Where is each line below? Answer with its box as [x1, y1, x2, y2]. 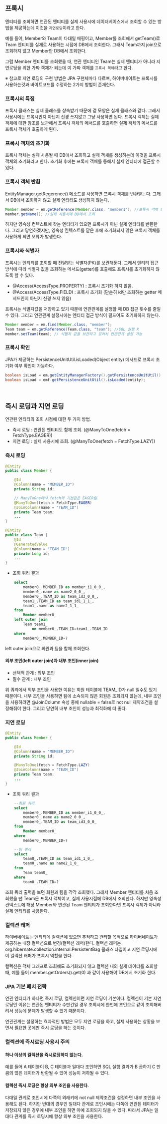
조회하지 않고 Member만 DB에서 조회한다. [5, 47, 87, 53]
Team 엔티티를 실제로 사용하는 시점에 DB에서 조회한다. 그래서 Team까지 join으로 [5, 41, 162, 47]
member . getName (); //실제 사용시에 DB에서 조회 [5, 211, 95, 217]
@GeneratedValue [14, 542, 48, 547]
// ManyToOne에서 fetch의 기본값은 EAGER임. [14, 495, 99, 500]
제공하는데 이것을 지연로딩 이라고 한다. [14, 24, 85, 30]
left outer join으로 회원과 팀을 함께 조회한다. [5, 645, 90, 651]
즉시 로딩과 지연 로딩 [5, 402, 64, 410]
